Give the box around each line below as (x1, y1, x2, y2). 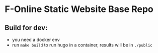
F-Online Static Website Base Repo (5, 3, 154, 15)
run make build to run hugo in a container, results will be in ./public (12, 42, 153, 48)
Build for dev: (5, 23, 48, 32)
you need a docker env (12, 36, 60, 42)
